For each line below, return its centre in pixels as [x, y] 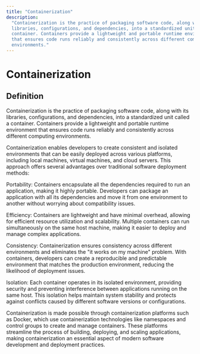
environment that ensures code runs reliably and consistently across [90, 129]
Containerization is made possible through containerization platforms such [98, 313]
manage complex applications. [44, 234]
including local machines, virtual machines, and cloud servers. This [88, 160]
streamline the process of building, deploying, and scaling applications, [93, 332]
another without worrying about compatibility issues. [71, 203]
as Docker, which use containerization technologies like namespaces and [96, 319]
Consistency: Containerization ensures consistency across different [89, 246]
